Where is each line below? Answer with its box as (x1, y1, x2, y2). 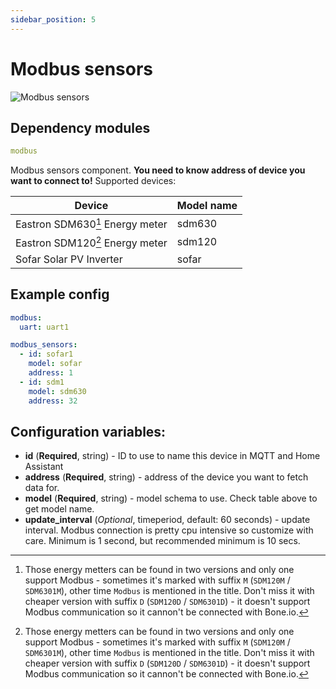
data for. (24, 482, 60, 494)
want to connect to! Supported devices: (10, 175, 177, 187)
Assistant (24, 461, 64, 473)
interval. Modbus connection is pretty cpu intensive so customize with (24, 524, 314, 536)
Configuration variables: (10, 423, 167, 440)
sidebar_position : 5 (10, 14, 97, 25)
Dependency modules (10, 119, 151, 136)
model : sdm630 (28, 386, 87, 396)
